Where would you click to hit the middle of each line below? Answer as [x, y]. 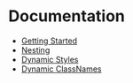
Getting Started [49, 41]
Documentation [67, 16]
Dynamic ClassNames [61, 69]
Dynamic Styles [50, 59]
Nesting [35, 49]
